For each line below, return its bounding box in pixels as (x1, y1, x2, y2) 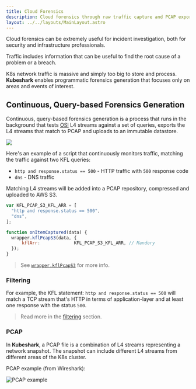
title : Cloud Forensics (6, 8, 64, 15)
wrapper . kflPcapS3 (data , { (11, 235, 77, 241)
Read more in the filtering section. (20, 313, 102, 320)
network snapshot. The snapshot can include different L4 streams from (6, 347, 177, 354)
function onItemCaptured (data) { (6, 229, 87, 235)
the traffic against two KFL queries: (6, 156, 90, 164)
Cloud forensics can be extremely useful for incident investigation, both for (6, 36, 187, 43)
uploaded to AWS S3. (6, 191, 57, 199)
